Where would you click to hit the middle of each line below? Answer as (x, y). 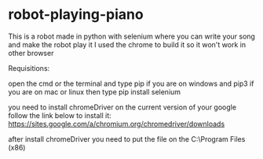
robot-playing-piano (76, 15)
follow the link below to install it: (60, 115)
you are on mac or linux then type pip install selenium (95, 91)
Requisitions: (29, 68)
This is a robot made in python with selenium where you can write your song (131, 36)
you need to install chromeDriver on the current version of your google (122, 107)
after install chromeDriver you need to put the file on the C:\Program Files (127, 139)
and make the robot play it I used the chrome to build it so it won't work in (127, 44)
